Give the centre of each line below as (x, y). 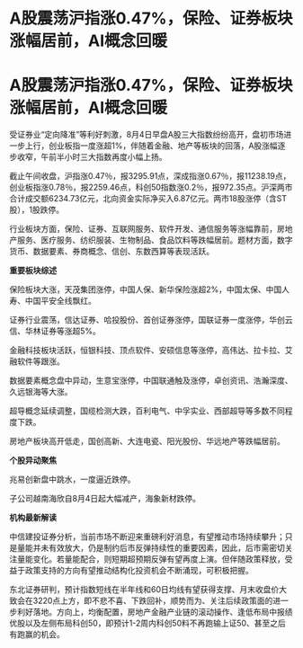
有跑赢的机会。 (37, 635)
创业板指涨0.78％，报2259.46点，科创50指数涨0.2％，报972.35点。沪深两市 (151, 187)
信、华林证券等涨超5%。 (55, 331)
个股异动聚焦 (33, 460)
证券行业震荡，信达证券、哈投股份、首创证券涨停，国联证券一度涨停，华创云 (151, 320)
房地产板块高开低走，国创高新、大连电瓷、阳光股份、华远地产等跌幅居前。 (147, 441)
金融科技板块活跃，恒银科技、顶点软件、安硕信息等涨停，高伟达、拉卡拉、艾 (151, 351)
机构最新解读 (33, 518)
